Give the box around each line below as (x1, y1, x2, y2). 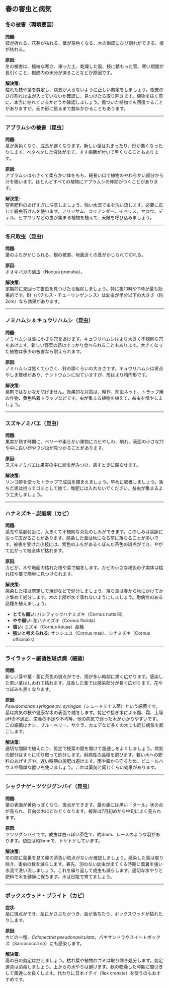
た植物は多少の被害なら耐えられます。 (5, 348, 84, 354)
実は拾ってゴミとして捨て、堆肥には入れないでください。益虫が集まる (14, 485, 159, 491)
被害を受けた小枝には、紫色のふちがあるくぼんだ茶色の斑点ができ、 (13, 541, 154, 547)
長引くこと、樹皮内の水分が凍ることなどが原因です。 (5, 70, 115, 76)
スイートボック (129, 934, 161, 940)
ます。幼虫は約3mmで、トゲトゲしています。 (9, 837, 103, 843)
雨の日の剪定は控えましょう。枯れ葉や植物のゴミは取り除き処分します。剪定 (5, 957, 163, 964)
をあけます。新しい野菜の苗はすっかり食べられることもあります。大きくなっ (5, 342, 163, 348)
